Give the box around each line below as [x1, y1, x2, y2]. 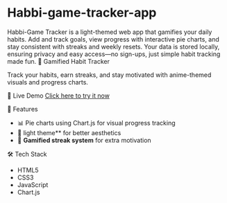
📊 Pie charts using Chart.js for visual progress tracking [17, 118, 176, 127]
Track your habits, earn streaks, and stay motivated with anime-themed [7, 71, 212, 79]
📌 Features [7, 105, 38, 113]
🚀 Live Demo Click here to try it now [7, 91, 110, 100]
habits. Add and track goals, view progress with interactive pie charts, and [7, 35, 220, 43]
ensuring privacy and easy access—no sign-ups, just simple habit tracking [7, 50, 221, 58]
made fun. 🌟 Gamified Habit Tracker [7, 57, 110, 65]
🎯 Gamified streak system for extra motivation [17, 136, 151, 144]
